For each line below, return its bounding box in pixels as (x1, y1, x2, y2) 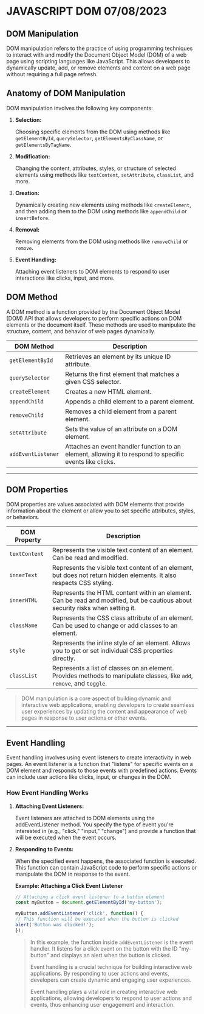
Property (15, 536, 41, 544)
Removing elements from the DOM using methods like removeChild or (15, 238, 188, 245)
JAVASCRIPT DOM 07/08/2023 (6, 4, 167, 18)
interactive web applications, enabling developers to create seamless (21, 701, 194, 709)
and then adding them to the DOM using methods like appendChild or (15, 207, 187, 214)
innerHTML (9, 597, 38, 604)
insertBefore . (15, 214, 50, 221)
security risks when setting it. (52, 604, 137, 612)
